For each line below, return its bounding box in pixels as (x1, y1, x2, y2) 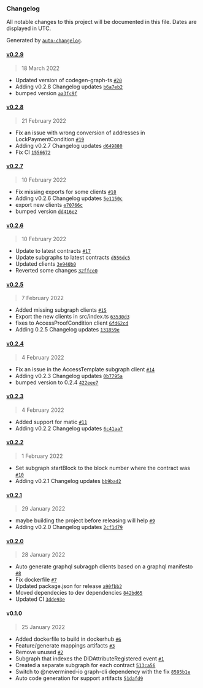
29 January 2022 (21, 505, 66, 512)
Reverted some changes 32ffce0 (15, 267, 98, 274)
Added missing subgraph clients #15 (15, 306, 107, 314)
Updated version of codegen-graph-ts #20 (15, 76, 123, 83)
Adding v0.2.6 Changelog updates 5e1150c (15, 195, 123, 202)
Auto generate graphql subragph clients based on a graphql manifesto (15, 563, 193, 570)
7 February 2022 (21, 295, 64, 302)
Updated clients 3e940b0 (15, 260, 77, 268)
